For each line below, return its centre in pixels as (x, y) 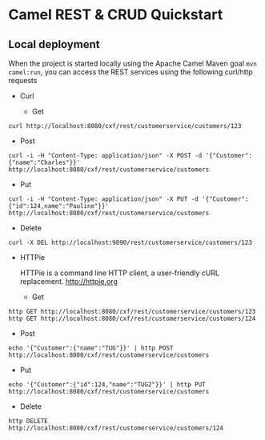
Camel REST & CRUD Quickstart (116, 15)
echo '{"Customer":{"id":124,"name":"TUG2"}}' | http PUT (107, 385)
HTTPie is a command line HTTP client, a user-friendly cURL (120, 273)
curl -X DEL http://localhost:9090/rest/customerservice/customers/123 (130, 242)
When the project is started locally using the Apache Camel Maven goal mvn (133, 63)
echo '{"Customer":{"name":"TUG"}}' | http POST (91, 348)
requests (23, 80)
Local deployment (54, 44)
